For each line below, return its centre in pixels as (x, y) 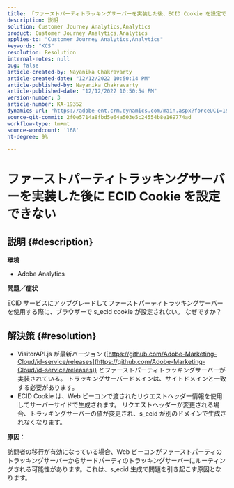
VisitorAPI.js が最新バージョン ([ (63, 354)
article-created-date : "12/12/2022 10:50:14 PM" (79, 78)
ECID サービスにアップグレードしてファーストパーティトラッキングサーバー (115, 303)
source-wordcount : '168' (43, 130)
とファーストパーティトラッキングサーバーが (162, 370)
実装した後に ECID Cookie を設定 (126, 197)
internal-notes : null (39, 59)
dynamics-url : (28, 111)
